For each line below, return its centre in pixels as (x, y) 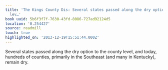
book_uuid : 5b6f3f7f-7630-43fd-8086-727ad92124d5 (58, 19)
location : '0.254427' (28, 24)
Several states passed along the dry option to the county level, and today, (81, 51)
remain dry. (17, 62)
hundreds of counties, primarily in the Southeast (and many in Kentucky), (80, 57)
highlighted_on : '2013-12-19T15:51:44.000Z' (52, 38)
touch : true (17, 33)
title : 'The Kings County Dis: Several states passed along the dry (78, 10)
